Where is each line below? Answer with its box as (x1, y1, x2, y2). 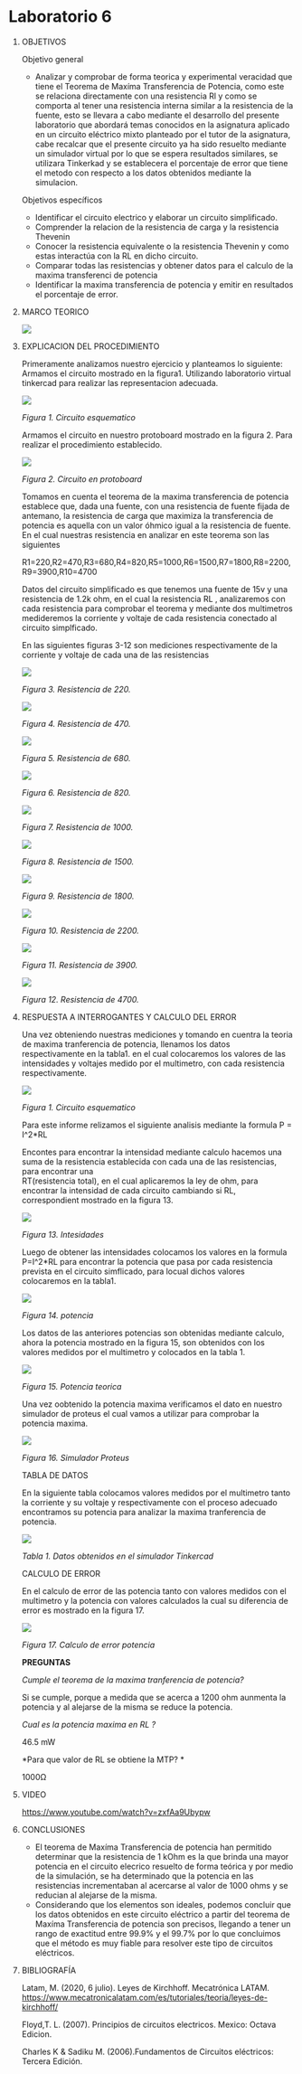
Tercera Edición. (21, 2055, 83, 2067)
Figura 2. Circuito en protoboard (21, 473, 142, 485)
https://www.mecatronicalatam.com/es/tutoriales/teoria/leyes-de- (21, 1992, 269, 2003)
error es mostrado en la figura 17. (21, 1605, 146, 1616)
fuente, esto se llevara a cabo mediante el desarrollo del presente (34, 109, 279, 120)
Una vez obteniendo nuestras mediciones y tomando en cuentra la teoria (21, 1029, 293, 1040)
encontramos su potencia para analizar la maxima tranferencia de (21, 1506, 267, 1517)
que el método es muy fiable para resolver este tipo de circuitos (34, 1937, 273, 1948)
